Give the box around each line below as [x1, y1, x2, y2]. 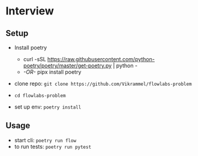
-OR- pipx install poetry [23, 68, 82, 76]
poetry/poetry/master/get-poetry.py [23, 62, 112, 69]
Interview [5, 4, 55, 18]
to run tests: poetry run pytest [14, 143, 91, 150]
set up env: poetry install [14, 103, 82, 110]
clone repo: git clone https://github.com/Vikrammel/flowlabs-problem [14, 80, 192, 87]
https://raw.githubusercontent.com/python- [47, 56, 155, 62]
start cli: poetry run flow [14, 136, 76, 143]
